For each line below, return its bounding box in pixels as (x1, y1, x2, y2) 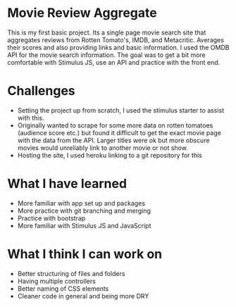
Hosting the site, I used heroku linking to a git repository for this (17, 151, 202, 159)
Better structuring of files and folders (17, 269, 125, 277)
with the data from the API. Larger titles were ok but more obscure (17, 136, 210, 144)
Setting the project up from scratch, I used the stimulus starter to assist (17, 106, 225, 114)
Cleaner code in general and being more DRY (17, 292, 149, 300)
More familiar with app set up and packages (17, 199, 146, 207)
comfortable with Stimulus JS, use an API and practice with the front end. (7, 58, 221, 66)
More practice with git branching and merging (17, 206, 151, 215)
